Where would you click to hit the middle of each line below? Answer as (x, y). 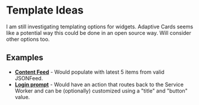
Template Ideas (45, 10)
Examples (25, 58)
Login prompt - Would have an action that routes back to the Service (99, 84)
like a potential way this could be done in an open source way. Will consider (99, 32)
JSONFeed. (29, 78)
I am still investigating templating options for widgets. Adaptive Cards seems (100, 27)
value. (22, 97)
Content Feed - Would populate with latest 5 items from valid (89, 72)
